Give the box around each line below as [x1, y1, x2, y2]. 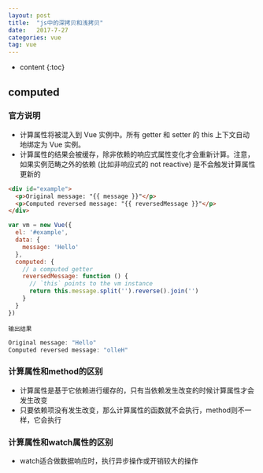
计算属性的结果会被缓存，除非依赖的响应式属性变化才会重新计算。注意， [19, 149, 254, 158]
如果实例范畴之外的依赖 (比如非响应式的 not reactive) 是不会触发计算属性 [19, 159, 256, 169]
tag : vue [8, 41, 37, 49]
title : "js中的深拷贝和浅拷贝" [8, 19, 104, 27]
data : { [15, 236, 41, 244]
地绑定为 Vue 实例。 [19, 140, 85, 149]
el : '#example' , [15, 229, 69, 236]
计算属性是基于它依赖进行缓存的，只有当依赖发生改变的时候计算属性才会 [19, 385, 254, 395]
